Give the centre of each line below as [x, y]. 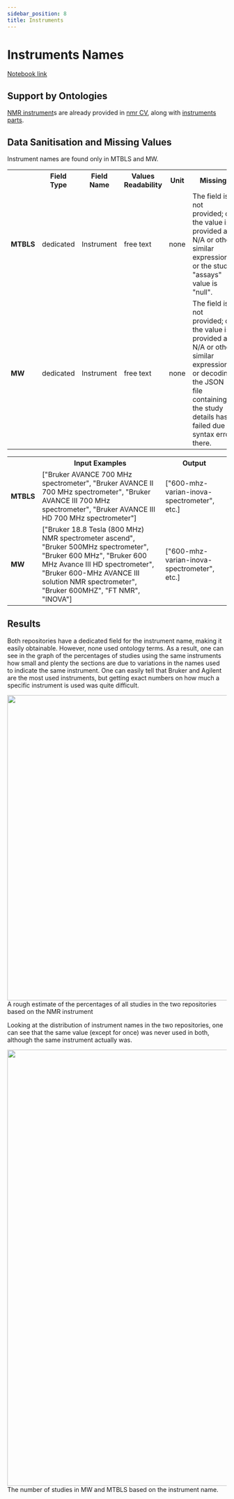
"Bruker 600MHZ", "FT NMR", [91, 590]
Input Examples [100, 463]
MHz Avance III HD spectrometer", [98, 565]
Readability [143, 185]
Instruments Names [65, 55]
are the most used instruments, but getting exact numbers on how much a [114, 678]
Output [194, 463]
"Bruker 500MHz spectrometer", [95, 547]
